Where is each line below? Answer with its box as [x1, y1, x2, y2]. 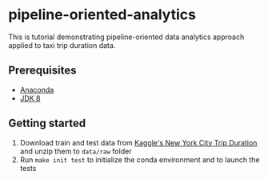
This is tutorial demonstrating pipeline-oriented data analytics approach [8, 32, 245, 42]
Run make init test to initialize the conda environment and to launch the [19, 154, 260, 165]
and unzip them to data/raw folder [19, 146, 132, 156]
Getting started [8, 117, 86, 130]
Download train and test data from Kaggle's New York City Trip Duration [19, 137, 258, 147]
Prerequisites [8, 64, 77, 78]
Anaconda [19, 85, 54, 94]
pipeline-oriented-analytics [8, 6, 196, 24]
